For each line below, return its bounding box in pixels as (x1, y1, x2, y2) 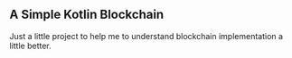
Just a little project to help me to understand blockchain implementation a (9, 30, 283, 41)
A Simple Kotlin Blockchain (9, 7, 165, 22)
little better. (9, 40, 52, 51)
